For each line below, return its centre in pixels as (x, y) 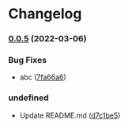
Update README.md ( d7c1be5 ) (70, 115)
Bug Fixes (28, 60)
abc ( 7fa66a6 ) (43, 77)
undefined (28, 98)
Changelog (45, 14)
